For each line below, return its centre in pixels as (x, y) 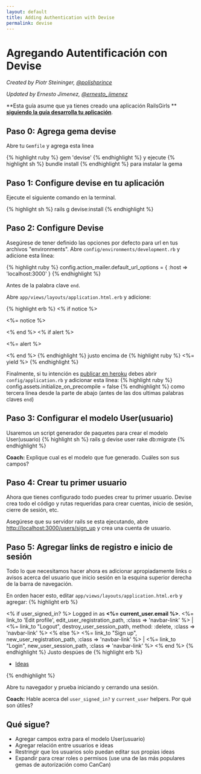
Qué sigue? (28, 724)
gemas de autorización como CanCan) (63, 765)
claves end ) (20, 399)
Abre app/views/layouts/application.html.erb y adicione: (79, 297)
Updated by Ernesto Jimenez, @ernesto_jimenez (67, 94)
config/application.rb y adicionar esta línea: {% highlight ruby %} (89, 380)
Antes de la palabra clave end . (43, 285)
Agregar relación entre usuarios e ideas (64, 745)
